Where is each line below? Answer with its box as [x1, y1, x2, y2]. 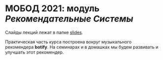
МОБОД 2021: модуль [5, 3, 100, 14]
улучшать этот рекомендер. [5, 49, 64, 55]
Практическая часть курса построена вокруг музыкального [5, 39, 132, 44]
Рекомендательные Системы [5, 13, 134, 24]
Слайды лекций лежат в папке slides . [5, 29, 83, 35]
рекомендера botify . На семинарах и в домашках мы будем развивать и [5, 44, 159, 50]
